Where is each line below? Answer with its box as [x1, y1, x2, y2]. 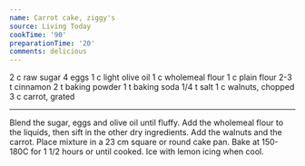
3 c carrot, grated [9, 92, 75, 103]
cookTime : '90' [9, 30, 67, 39]
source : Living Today [9, 22, 92, 31]
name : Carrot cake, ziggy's [9, 13, 116, 23]
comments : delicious [9, 47, 88, 56]
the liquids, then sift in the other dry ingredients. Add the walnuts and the [9, 127, 283, 138]
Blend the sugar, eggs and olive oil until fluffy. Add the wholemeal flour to [9, 117, 284, 128]
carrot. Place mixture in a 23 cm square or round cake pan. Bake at [9, 137, 261, 148]
